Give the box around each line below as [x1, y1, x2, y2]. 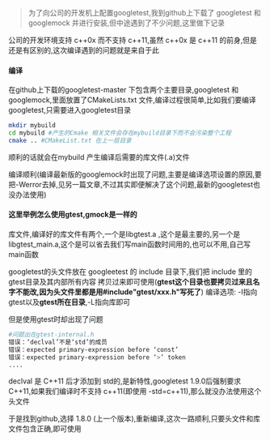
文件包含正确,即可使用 [8, 424, 82, 434]
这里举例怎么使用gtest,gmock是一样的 [8, 210, 137, 220]
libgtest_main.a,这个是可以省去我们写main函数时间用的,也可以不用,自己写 [8, 239, 251, 250]
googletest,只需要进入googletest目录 [8, 105, 132, 115]
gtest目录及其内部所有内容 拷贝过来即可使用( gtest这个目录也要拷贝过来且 [8, 277, 253, 287]
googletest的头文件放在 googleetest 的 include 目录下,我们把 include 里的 [8, 267, 253, 276]
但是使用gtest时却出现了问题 [8, 315, 103, 324]
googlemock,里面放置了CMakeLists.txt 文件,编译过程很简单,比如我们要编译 [8, 95, 256, 105]
